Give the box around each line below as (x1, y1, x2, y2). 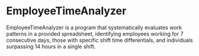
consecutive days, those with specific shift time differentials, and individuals (6, 36, 194, 43)
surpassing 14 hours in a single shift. (6, 43, 96, 50)
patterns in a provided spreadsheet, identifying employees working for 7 (6, 30, 184, 37)
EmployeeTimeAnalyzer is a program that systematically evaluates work (6, 24, 182, 31)
